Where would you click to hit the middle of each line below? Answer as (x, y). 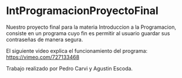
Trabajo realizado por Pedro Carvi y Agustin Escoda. (70, 68)
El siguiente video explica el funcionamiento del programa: (77, 50)
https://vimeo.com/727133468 (43, 57)
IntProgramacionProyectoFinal (82, 11)
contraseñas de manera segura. (45, 39)
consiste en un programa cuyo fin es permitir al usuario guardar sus (88, 33)
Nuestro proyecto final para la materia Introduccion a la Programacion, (91, 27)
